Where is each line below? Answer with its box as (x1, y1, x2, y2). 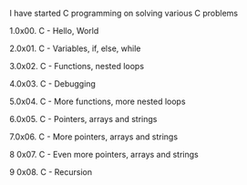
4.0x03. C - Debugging (9, 78, 96, 89)
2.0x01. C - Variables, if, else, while (9, 43, 141, 54)
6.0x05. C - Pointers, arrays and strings (9, 114, 158, 124)
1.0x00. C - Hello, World (9, 26, 99, 36)
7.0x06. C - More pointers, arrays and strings (9, 131, 179, 142)
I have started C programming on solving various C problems (9, 8, 239, 18)
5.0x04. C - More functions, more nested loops (9, 96, 186, 107)
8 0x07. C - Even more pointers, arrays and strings (9, 149, 199, 159)
